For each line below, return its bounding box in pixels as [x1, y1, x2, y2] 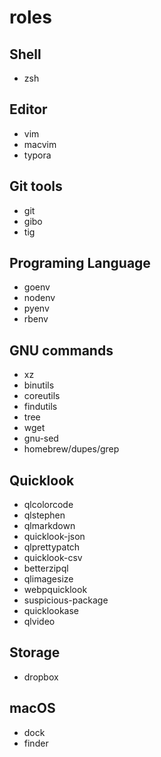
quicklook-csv [23, 552, 83, 564]
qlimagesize [23, 573, 74, 585]
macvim [23, 138, 57, 150]
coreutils [23, 390, 61, 402]
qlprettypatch [23, 541, 81, 553]
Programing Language [9, 255, 151, 272]
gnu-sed [23, 432, 59, 445]
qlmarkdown [23, 520, 76, 532]
